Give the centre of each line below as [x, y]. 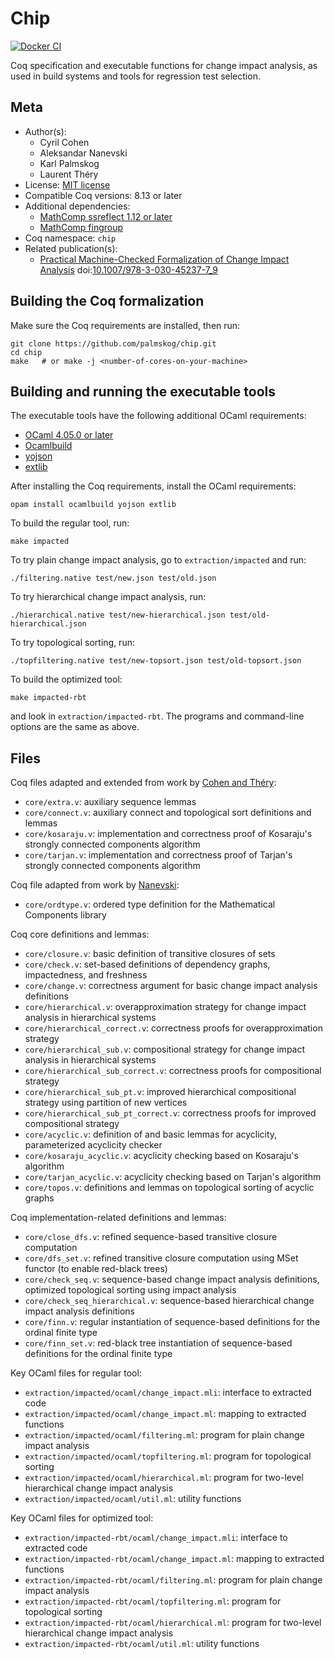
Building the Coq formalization [107, 301]
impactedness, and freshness [86, 975]
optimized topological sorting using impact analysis [130, 1290]
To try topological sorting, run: [72, 643]
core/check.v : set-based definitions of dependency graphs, [147, 964]
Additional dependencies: [77, 206]
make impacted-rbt [48, 698]
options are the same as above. [75, 727]
